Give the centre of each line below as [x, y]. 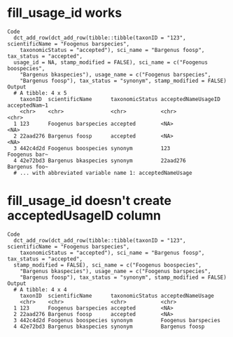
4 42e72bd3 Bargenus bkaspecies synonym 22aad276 [100, 160]
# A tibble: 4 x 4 [41, 289]
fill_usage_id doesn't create [89, 201]
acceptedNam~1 [28, 105]
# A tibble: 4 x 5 [41, 93]
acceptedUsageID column [84, 216]
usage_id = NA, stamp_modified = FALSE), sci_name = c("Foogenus [111, 62]
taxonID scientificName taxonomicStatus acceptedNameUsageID [120, 99]
